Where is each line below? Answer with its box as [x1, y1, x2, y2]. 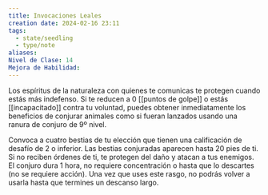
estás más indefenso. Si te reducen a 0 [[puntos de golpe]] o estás [8, 94, 229, 104]
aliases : [8, 49, 38, 57]
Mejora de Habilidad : [8, 64, 81, 72]
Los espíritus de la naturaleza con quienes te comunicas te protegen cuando [8, 86, 261, 95]
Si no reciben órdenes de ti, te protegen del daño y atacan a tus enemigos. [8, 152, 254, 161]
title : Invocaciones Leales [8, 11, 102, 20]
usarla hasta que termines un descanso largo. [8, 177, 159, 187]
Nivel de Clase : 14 [8, 57, 74, 65]
